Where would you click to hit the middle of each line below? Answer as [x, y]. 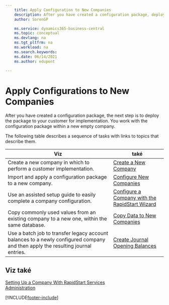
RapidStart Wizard [135, 204]
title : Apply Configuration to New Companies [63, 10]
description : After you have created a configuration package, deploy [90, 15]
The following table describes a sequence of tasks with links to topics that [82, 136]
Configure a [127, 192]
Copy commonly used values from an [52, 212]
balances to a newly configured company [57, 240]
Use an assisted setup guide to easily [52, 195]
